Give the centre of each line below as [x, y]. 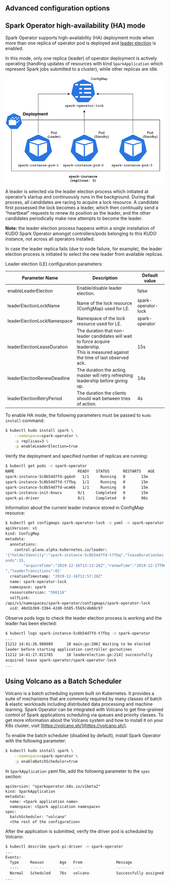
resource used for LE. [99, 324]
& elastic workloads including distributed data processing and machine [79, 704]
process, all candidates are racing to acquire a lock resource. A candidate [82, 203]
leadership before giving [102, 381]
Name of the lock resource [104, 303]
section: [14, 776]
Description [105, 278]
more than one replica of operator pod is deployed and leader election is [81, 43]
